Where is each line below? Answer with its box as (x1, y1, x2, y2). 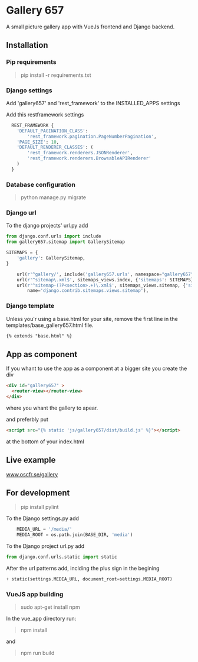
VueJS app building (6, 590, 64, 598)
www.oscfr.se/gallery (6, 470, 58, 478)
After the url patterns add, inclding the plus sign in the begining (6, 565, 160, 572)
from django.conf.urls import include (6, 233, 101, 239)
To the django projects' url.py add (6, 222, 88, 229)
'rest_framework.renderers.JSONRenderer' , (27, 150, 133, 156)
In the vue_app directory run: (6, 615, 77, 622)
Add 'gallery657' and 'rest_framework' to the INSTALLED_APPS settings (6, 99, 180, 106)
